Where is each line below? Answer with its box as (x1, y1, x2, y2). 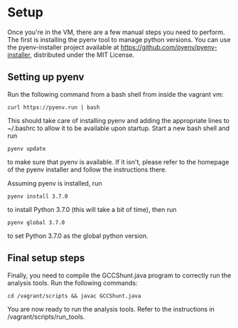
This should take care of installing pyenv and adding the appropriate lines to (7, 116, 229, 125)
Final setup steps (7, 252, 85, 264)
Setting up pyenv (7, 71, 85, 83)
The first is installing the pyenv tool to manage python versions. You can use (7, 35, 231, 43)
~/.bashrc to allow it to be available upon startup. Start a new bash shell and (7, 124, 229, 132)
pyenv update (7, 145, 46, 152)
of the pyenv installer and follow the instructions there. (7, 165, 167, 174)
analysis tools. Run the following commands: (7, 278, 138, 287)
